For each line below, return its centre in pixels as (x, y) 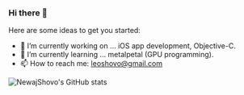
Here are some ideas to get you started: (75, 31)
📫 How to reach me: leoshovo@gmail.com (91, 64)
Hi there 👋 (28, 13)
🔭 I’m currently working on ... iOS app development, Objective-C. (128, 46)
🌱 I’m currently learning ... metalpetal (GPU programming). (117, 55)
